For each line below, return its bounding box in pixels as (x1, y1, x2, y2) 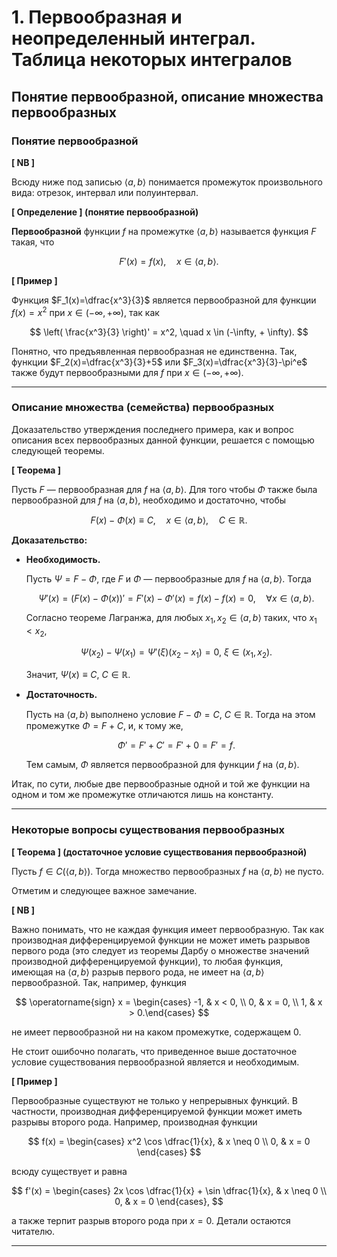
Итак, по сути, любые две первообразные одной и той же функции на (11, 778, 311, 790)
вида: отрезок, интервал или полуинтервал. (11, 186, 199, 198)
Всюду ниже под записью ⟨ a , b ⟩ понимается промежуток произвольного (11, 176, 323, 188)
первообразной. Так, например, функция (11, 976, 187, 988)
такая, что (11, 236, 55, 248)
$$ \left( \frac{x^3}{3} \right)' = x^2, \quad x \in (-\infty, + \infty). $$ (29, 326, 309, 338)
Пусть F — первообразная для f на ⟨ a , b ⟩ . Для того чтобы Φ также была (11, 483, 318, 495)
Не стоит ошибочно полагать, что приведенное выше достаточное (11, 1045, 298, 1057)
